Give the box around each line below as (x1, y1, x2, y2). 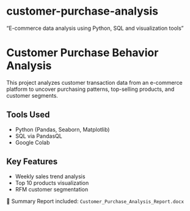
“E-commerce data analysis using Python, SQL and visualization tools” (6, 24, 185, 32)
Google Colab (15, 138, 50, 146)
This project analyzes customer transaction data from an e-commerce (6, 79, 183, 86)
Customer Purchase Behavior (6, 46, 159, 60)
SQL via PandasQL (15, 132, 62, 140)
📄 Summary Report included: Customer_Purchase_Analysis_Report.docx (6, 197, 185, 205)
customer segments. (6, 91, 58, 99)
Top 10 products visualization (15, 179, 89, 187)
